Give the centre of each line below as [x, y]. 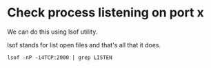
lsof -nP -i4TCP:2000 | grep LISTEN [60, 57]
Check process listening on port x [106, 13]
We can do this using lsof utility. [52, 32]
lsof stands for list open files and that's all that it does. [84, 45]
